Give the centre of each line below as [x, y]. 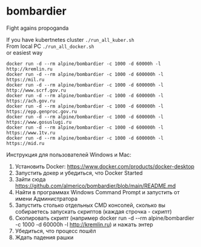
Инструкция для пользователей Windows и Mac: [69, 154]
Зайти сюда [30, 179]
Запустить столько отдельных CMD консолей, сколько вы [90, 205]
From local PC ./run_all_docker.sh [50, 46]
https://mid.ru [25, 143]
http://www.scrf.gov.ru [36, 90]
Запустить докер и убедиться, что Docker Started [79, 173]
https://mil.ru [25, 80]
